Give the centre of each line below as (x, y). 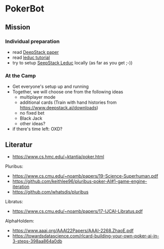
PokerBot (25, 9)
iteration (21, 186)
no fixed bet (32, 113)
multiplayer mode (38, 97)
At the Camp (21, 75)
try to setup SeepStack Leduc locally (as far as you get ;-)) (72, 62)
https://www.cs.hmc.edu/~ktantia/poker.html (58, 156)
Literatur (19, 144)
